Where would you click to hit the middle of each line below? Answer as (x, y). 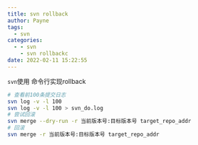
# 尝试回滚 (21, 114)
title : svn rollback (38, 14)
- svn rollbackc (45, 54)
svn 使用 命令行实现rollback (47, 81)
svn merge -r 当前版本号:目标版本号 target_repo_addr (83, 134)
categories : (25, 41)
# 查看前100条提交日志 (37, 95)
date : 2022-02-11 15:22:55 (47, 60)
